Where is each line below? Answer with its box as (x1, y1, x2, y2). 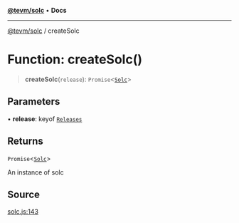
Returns (7, 135, 44, 147)
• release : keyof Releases (7, 114, 83, 123)
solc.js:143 (7, 207, 39, 216)
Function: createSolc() (7, 51, 142, 68)
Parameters (7, 95, 60, 108)
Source (7, 188, 41, 200)
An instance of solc (7, 167, 64, 177)
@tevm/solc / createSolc (7, 26, 80, 35)
